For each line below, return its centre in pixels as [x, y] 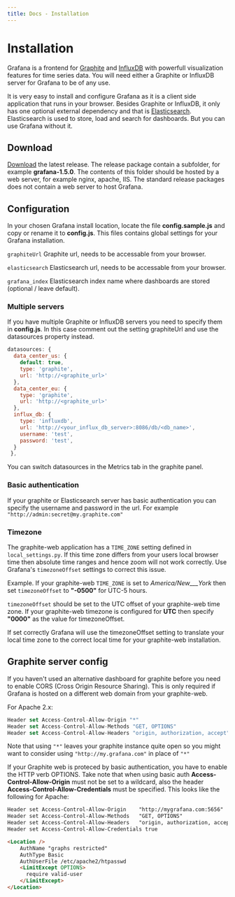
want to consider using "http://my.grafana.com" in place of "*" [99, 754]
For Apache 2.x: [30, 707]
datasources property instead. [51, 337]
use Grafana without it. [40, 126]
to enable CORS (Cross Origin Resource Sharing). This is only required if [111, 686]
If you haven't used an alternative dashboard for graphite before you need [114, 678]
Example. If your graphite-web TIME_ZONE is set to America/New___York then [117, 583]
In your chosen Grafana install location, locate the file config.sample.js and [116, 226]
